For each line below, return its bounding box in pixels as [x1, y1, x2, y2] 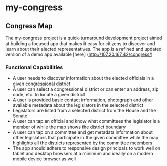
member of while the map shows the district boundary [12, 123, 126, 130]
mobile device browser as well [12, 156, 76, 162]
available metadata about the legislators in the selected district [12, 102, 143, 108]
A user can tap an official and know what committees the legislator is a [12, 118, 160, 124]
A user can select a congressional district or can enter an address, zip [12, 86, 159, 92]
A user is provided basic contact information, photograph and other [12, 97, 153, 103]
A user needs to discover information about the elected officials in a [12, 75, 154, 81]
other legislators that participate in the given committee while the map [12, 135, 159, 141]
